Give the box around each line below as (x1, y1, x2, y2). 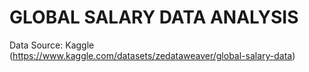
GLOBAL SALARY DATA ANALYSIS (9, 6, 299, 29)
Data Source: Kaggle (9, 39, 95, 51)
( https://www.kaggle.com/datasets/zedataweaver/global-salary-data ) (9, 49, 296, 61)
